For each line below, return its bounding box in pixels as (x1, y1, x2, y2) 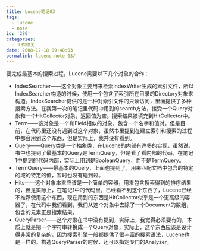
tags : (6, 14, 20, 20)
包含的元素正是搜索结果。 (14, 208, 78, 215)
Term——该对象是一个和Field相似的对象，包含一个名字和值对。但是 (14, 119, 180, 126)
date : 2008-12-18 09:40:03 (6, 47, 73, 53)
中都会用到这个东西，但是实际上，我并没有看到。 (14, 134, 135, 141)
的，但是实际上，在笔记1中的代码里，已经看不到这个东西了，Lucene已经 (14, 186, 192, 193)
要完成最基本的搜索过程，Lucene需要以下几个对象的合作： (6, 69, 150, 77)
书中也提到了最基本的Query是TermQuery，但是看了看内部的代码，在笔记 (14, 149, 193, 156)
